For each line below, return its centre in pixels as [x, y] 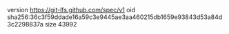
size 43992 [61, 24]
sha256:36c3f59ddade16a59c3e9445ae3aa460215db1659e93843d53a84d [115, 17]
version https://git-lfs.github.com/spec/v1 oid [71, 10]
